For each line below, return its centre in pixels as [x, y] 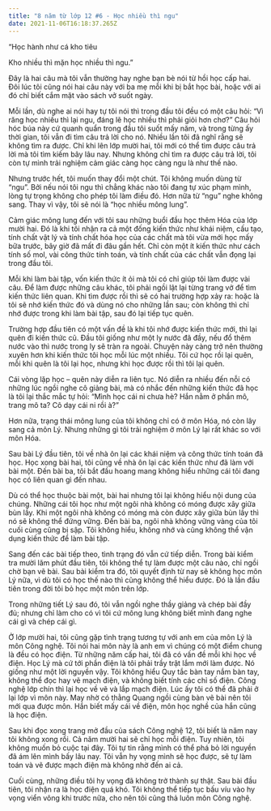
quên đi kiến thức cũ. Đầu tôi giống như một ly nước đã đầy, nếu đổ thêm [130, 337]
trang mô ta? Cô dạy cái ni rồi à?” [64, 405]
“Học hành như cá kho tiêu [53, 46]
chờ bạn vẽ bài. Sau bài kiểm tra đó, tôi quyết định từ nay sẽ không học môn [135, 571]
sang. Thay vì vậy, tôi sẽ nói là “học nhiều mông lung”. [98, 204]
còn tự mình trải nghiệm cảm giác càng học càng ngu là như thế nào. [123, 162]
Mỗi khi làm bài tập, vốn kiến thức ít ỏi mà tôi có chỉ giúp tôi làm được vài [129, 279]
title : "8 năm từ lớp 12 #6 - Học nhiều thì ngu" [94, 16]
